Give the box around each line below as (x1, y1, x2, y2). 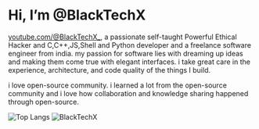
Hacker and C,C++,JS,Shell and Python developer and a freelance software (8, 40, 252, 49)
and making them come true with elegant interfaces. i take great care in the (8, 57, 250, 66)
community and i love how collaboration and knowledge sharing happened (8, 88, 249, 98)
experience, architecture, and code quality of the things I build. (8, 65, 211, 74)
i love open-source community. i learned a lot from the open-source (8, 81, 227, 90)
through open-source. (8, 97, 80, 106)
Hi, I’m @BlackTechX (8, 6, 146, 24)
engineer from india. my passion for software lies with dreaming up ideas (8, 48, 244, 58)
